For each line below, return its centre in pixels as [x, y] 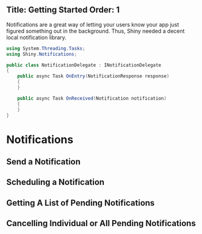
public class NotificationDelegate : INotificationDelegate [84, 65]
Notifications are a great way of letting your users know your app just [93, 24]
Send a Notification [43, 162]
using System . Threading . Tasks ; [46, 48]
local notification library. [36, 37]
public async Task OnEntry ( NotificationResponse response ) [93, 76]
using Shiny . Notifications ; [42, 54]
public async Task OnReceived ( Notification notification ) [92, 98]
